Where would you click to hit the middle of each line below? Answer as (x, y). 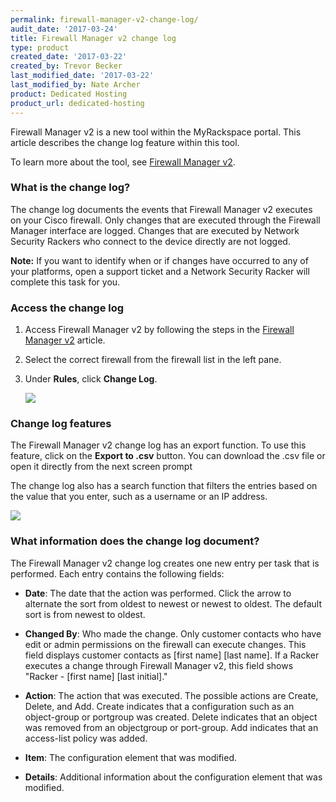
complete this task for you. (65, 282)
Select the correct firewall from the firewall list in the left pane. (153, 360)
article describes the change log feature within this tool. (125, 142)
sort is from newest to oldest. (85, 614)
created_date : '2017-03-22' (69, 57)
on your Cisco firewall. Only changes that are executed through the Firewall (165, 220)
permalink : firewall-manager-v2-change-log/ (104, 19)
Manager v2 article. (65, 340)
